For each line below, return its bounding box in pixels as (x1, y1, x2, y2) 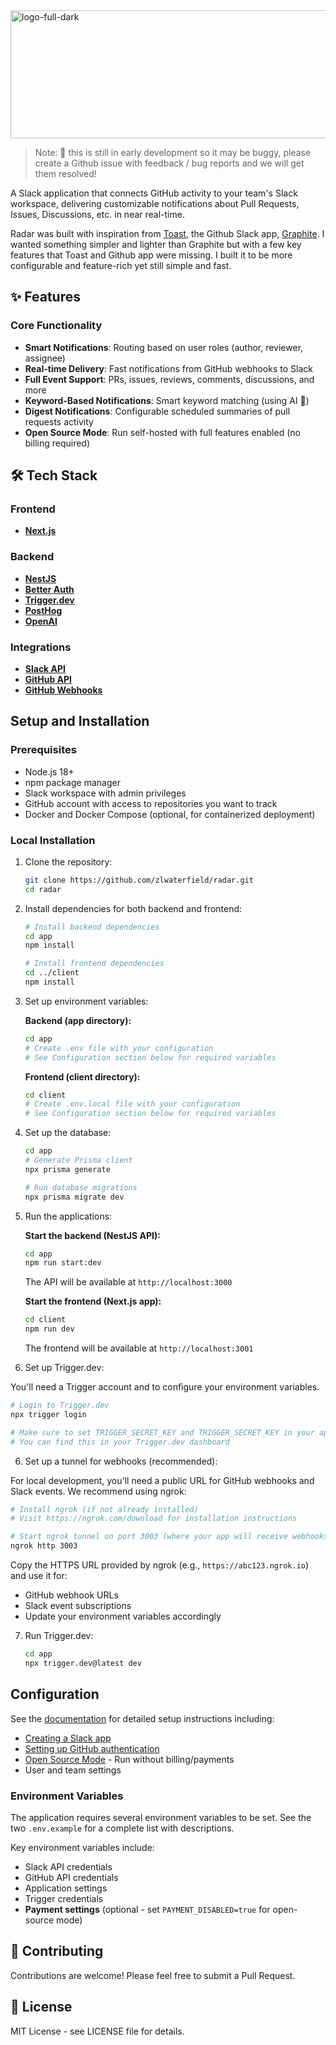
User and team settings (24, 1764, 122, 1776)
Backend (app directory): (24, 1014, 132, 1026)
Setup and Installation (10, 713, 150, 730)
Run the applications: (24, 1210, 113, 1222)
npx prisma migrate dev (24, 1192, 125, 1202)
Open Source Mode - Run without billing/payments (24, 1753, 235, 1765)
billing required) (24, 437, 91, 449)
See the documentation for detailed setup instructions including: (10, 1712, 275, 1724)
